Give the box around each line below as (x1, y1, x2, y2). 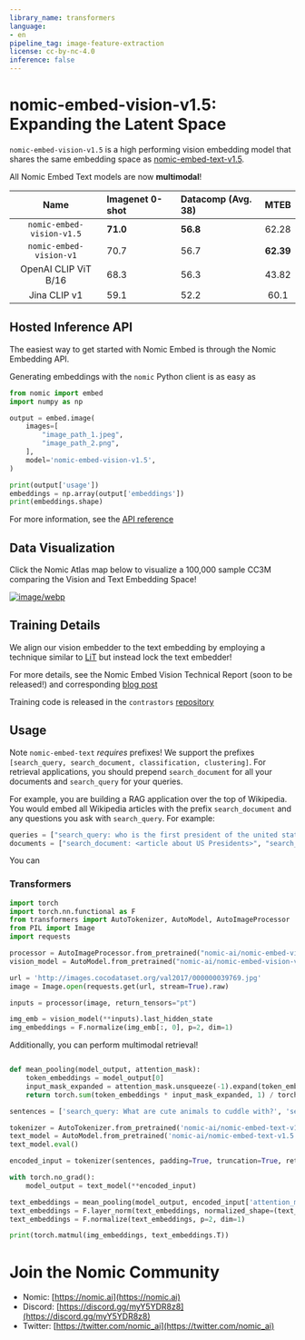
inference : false (9, 55, 75, 65)
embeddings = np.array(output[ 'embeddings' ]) (9, 489, 184, 498)
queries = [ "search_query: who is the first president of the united (9, 830, 279, 839)
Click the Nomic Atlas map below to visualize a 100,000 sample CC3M (9, 564, 272, 575)
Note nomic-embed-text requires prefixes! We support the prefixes (9, 747, 255, 758)
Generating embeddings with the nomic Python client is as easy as (9, 371, 256, 382)
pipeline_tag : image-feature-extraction (9, 38, 165, 48)
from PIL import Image (9, 924, 95, 933)
